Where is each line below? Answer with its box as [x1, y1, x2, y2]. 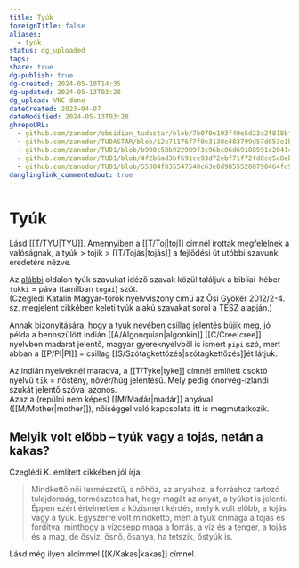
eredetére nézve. [9, 257, 72, 268]
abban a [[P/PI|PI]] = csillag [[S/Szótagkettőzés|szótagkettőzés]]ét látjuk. [9, 348, 278, 359]
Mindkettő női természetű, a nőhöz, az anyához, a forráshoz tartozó [30, 484, 280, 494]
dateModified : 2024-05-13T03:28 [9, 112, 129, 121]
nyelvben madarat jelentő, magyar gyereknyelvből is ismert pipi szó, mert [9, 339, 281, 350]
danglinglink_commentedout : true [9, 170, 133, 179]
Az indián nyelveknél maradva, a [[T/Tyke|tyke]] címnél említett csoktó [9, 366, 268, 377]
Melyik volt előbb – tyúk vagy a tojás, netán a [9, 429, 264, 444]
